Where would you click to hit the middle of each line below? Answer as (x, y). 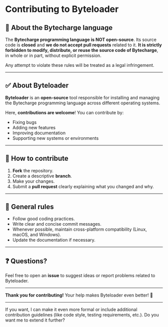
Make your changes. (33, 181)
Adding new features (34, 127)
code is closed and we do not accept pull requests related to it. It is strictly (83, 45)
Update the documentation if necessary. (54, 240)
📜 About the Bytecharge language (59, 28)
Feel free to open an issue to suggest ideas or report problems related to (80, 276)
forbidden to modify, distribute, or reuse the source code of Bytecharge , (82, 50)
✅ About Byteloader (37, 86)
